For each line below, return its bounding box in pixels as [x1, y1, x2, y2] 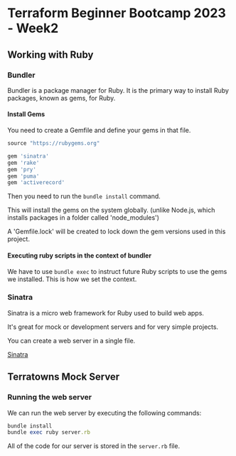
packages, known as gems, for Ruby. [7, 93, 116, 102]
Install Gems [7, 110, 45, 118]
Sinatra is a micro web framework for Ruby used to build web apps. [7, 308, 205, 317]
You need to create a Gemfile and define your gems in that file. [7, 126, 191, 135]
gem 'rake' [7, 159, 40, 166]
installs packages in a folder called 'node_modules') [7, 213, 160, 222]
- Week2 [7, 20, 59, 36]
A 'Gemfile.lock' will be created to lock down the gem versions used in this [7, 227, 226, 236]
